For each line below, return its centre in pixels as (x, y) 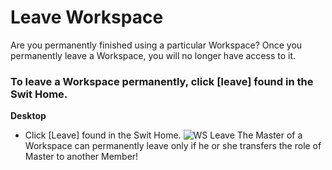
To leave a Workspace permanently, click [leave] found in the (162, 81)
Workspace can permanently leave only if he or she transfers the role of (173, 146)
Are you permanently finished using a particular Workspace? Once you (156, 45)
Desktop (28, 116)
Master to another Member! (81, 157)
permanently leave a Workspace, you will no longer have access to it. (153, 55)
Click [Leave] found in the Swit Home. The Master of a (163, 135)
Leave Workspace (87, 17)
